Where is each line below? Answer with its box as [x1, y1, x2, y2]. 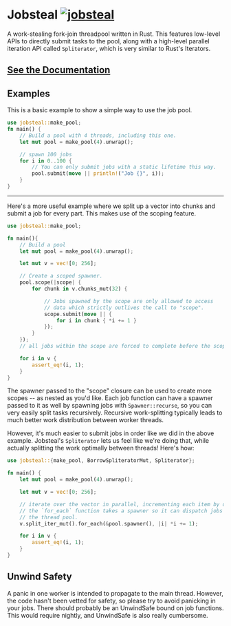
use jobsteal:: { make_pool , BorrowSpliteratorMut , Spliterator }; [7, 457, 195, 464]
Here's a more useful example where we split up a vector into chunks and [7, 202, 215, 210]
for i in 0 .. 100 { [19, 157, 72, 165]
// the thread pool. [19, 514, 78, 521]
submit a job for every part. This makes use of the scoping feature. [7, 209, 197, 217]
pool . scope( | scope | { [19, 279, 81, 286]
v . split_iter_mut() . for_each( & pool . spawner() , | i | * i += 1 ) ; [19, 520, 199, 527]
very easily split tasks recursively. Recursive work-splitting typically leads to [7, 408, 223, 417]
